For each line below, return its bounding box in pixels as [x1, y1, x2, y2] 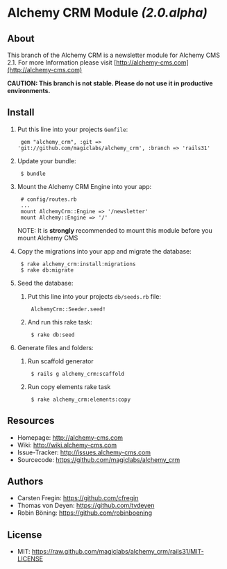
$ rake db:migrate [20, 266, 74, 274]
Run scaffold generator [27, 356, 94, 365]
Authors [7, 476, 44, 488]
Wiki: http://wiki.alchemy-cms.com [17, 440, 117, 449]
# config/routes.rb [20, 196, 77, 203]
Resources [7, 415, 55, 427]
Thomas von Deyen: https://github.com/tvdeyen [17, 502, 155, 510]
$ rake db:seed [31, 331, 75, 338]
